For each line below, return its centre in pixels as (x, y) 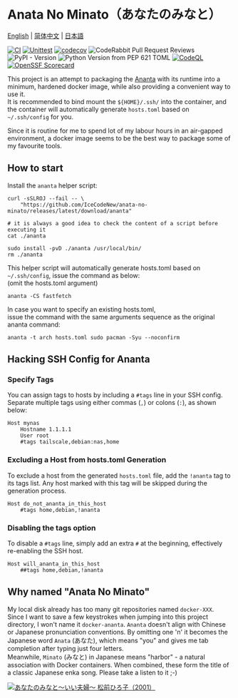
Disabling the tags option (52, 528)
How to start (35, 168)
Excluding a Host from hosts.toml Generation (87, 460)
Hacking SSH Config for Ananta (79, 360)
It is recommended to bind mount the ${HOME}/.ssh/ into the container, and (117, 101)
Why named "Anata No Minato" (79, 592)
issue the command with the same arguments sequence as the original (111, 317)
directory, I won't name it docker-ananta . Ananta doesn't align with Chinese (117, 624)
